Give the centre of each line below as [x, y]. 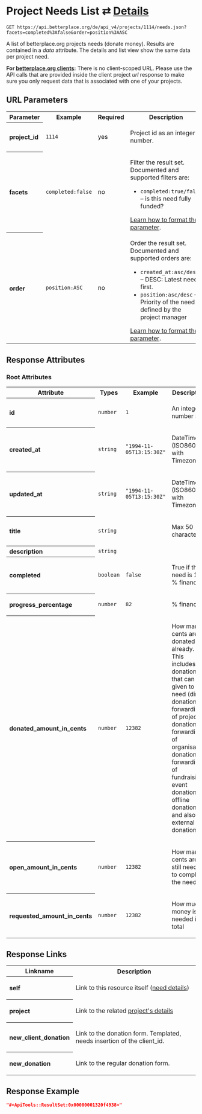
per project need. [28, 56]
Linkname [39, 972]
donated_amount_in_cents [48, 729]
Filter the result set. [158, 162]
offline [180, 800]
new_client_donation [40, 1037]
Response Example [43, 1091]
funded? [152, 206]
